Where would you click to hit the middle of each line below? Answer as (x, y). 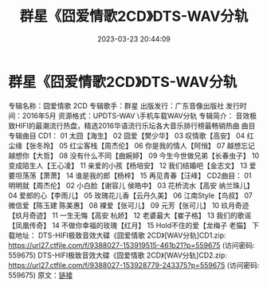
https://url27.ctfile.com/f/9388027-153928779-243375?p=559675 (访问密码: (134, 265)
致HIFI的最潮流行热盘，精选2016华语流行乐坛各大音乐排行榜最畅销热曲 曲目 (132, 125)
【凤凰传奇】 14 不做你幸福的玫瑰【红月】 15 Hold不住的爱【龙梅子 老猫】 (130, 225)
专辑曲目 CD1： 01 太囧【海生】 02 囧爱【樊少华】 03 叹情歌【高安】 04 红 (131, 136)
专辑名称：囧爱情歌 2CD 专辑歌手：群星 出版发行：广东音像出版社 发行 (124, 105)
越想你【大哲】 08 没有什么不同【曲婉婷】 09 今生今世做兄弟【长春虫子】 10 (134, 155)
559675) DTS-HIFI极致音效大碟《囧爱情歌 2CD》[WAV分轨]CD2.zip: (118, 255)
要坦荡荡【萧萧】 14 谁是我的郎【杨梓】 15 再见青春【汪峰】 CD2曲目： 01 (130, 175)
